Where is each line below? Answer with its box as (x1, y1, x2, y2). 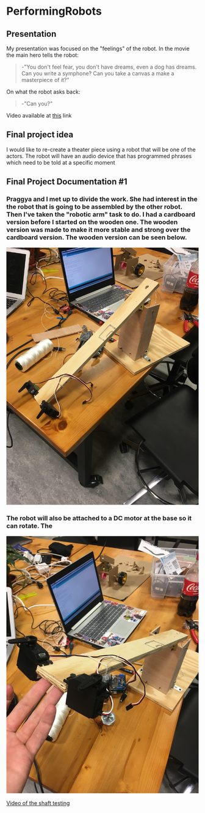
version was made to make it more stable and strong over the (6, 225, 191, 234)
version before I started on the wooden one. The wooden (6, 218, 178, 227)
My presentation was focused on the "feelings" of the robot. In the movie (6, 45, 190, 52)
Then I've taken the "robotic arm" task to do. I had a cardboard (6, 210, 196, 219)
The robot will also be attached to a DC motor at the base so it (6, 514, 192, 523)
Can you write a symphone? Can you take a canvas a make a (21, 70, 174, 77)
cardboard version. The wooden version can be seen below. (6, 233, 187, 242)
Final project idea (6, 130, 74, 140)
